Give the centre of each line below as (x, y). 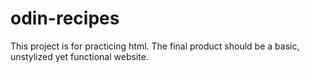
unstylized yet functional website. (79, 56)
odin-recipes (65, 18)
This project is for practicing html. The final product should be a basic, (155, 46)
